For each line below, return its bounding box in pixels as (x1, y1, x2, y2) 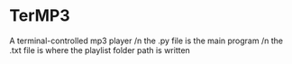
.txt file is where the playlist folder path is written (9, 44, 191, 55)
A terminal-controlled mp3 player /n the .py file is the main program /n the (9, 35, 284, 46)
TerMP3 (9, 5, 70, 26)
